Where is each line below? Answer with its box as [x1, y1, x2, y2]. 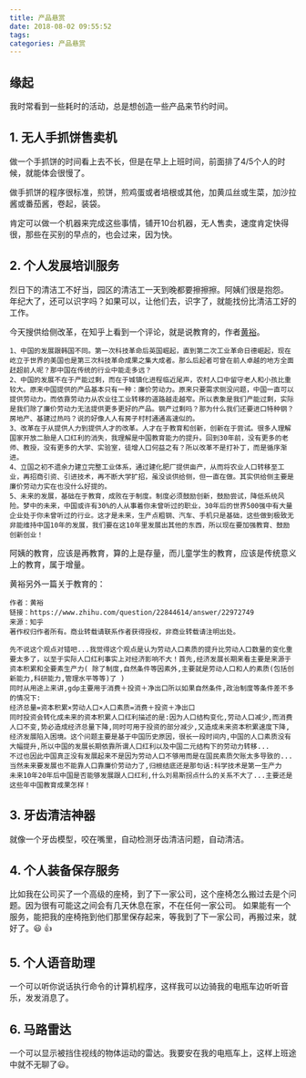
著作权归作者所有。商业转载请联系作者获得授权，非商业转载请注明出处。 [9, 627, 240, 637]
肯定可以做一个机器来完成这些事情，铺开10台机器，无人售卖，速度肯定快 [9, 217, 281, 228]
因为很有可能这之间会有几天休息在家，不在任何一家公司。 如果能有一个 [25, 900, 291, 911]
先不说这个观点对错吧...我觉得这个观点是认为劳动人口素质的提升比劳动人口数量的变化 [9, 645, 287, 654]
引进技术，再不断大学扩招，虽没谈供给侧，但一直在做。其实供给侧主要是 [63, 472, 294, 482]
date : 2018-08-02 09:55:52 [9, 22, 112, 31]
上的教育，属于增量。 [9, 558, 89, 570]
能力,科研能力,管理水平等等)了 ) [15, 674, 126, 683]
